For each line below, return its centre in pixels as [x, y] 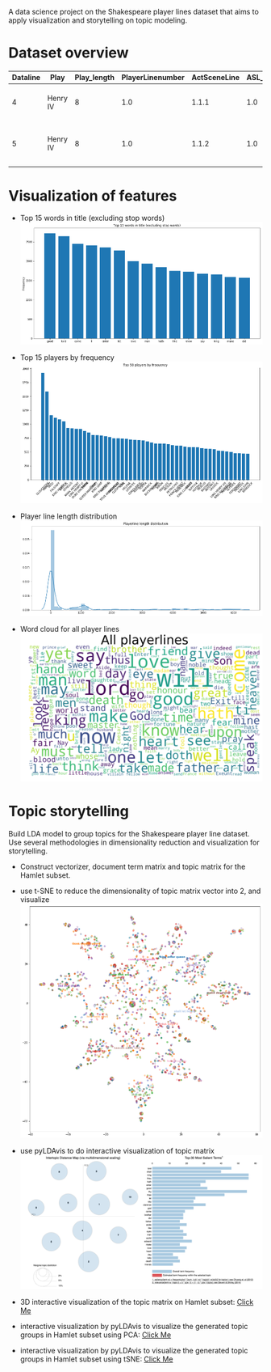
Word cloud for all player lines [69, 629]
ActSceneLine [216, 78]
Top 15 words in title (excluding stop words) [92, 218]
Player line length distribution [69, 516]
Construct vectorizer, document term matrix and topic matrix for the [133, 866]
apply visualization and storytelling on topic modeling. [98, 20]
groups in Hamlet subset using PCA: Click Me [96, 1335]
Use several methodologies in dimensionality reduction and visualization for [134, 842]
